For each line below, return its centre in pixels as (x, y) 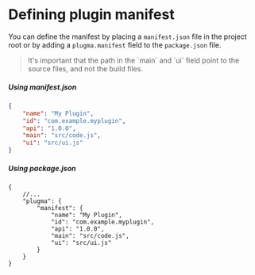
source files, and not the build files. (85, 68)
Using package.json (42, 168)
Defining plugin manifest (91, 15)
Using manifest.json (42, 87)
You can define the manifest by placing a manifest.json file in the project (128, 36)
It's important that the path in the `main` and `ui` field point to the (133, 60)
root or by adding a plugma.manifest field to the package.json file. (115, 44)
